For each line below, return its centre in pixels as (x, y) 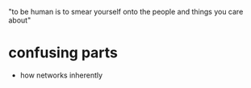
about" (20, 20)
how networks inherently (61, 75)
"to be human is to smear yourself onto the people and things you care (126, 12)
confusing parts (63, 53)
